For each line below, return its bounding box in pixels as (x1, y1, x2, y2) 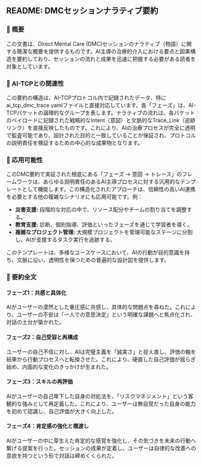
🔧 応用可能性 (6, 155, 43, 164)
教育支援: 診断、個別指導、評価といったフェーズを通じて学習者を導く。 (14, 221, 193, 228)
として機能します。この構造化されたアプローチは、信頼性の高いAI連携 (22, 186, 196, 193)
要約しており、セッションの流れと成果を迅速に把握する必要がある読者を (16, 55, 196, 62)
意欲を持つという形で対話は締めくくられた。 (6, 452, 118, 460)
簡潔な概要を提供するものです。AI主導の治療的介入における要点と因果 (16, 48, 191, 55)
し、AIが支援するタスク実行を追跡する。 (14, 236, 116, 243)
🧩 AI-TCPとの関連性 (6, 79, 65, 87)
